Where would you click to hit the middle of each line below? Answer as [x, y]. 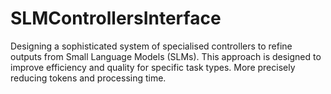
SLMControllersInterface [116, 18]
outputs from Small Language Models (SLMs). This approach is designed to [166, 56]
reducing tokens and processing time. [88, 78]
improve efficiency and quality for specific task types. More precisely [153, 67]
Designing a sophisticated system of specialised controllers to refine [151, 46]
